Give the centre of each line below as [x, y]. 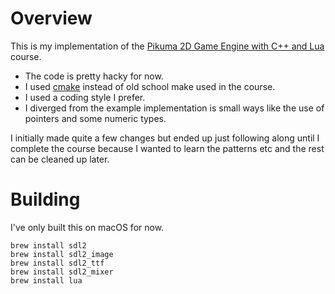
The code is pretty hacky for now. [94, 76]
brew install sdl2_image [62, 254]
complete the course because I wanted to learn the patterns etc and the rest [167, 148]
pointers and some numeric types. [95, 118]
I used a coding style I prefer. [85, 97]
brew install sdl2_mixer [62, 272]
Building [45, 199]
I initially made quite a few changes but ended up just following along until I [165, 138]
